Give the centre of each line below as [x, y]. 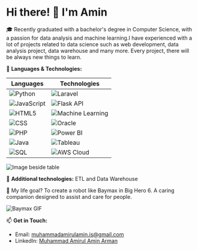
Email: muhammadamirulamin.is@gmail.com [69, 234]
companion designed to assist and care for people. [69, 197]
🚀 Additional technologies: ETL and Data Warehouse [72, 178]
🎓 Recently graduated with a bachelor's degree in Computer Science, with [99, 29]
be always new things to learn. [44, 57]
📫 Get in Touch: [27, 220]
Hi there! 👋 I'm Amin [57, 12]
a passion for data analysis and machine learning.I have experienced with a [99, 38]
